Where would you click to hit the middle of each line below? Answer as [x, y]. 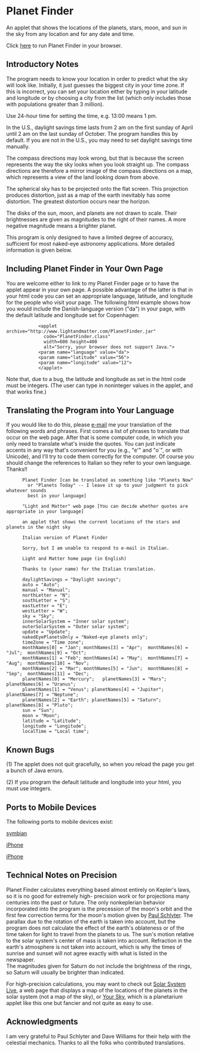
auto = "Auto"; [41, 585]
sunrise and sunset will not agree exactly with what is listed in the [87, 953]
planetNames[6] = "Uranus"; [41, 684]
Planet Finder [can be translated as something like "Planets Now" [108, 480]
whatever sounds [26, 491]
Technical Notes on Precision [62, 875]
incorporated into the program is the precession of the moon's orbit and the [99, 909]
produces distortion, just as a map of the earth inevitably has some [88, 195]
